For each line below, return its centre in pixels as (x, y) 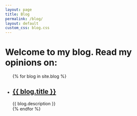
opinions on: (31, 63)
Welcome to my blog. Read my (68, 52)
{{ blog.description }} (34, 103)
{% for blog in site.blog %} (39, 76)
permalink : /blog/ (24, 19)
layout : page (19, 10)
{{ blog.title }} (34, 92)
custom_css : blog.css (27, 28)
